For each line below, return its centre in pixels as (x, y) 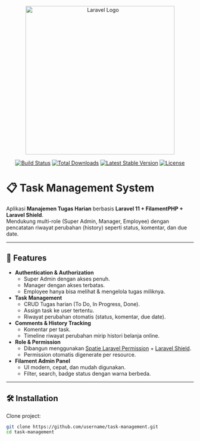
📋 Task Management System (80, 188)
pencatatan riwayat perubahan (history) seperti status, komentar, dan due (97, 227)
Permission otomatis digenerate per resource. (80, 354)
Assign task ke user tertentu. (59, 310)
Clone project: (24, 415)
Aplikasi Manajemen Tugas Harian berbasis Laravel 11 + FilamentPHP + (95, 209)
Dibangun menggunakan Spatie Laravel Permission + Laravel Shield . (107, 348)
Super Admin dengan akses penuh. (67, 279)
